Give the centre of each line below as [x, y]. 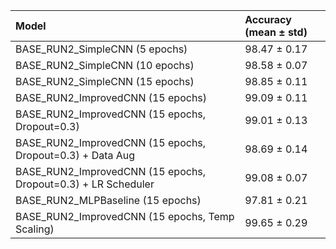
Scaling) [35, 229]
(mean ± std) [276, 32]
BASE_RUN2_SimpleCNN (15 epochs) [105, 81]
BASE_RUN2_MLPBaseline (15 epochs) [108, 200]
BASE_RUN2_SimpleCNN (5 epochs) [101, 49]
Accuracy [268, 19]
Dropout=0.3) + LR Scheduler [85, 184]
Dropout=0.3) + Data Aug [75, 155]
